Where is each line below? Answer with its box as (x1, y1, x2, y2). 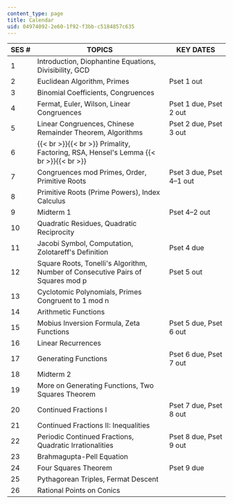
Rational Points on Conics (37, 486, 121, 496)
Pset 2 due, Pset (169, 119, 223, 129)
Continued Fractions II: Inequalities (37, 421, 150, 431)
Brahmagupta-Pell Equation (37, 452, 128, 462)
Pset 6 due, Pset (169, 349, 223, 359)
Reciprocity (37, 227, 75, 237)
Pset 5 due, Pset (169, 318, 223, 328)
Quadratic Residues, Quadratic (37, 219, 137, 229)
